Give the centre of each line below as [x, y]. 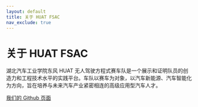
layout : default [26, 11]
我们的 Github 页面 [29, 98]
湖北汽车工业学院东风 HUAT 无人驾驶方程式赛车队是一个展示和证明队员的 [95, 71]
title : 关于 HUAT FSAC [33, 17]
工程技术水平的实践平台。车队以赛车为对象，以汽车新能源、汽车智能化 [107, 78]
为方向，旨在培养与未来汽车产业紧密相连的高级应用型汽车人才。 [83, 85]
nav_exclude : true [29, 22]
